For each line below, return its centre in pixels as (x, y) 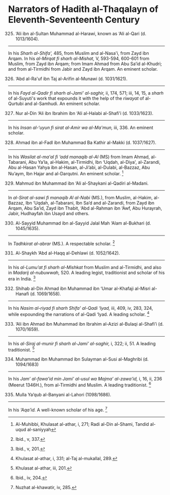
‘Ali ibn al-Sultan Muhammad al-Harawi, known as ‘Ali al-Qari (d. (81, 33)
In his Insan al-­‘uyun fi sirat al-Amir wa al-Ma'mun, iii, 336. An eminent (81, 127)
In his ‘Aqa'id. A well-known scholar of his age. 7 (58, 409)
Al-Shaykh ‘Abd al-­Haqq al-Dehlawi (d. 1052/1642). (68, 253)
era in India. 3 (22, 278)
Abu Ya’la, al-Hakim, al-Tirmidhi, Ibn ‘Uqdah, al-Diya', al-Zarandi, (94, 162)
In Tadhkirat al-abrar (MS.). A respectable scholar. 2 (62, 243)
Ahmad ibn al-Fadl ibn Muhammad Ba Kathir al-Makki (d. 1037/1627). (86, 142)
